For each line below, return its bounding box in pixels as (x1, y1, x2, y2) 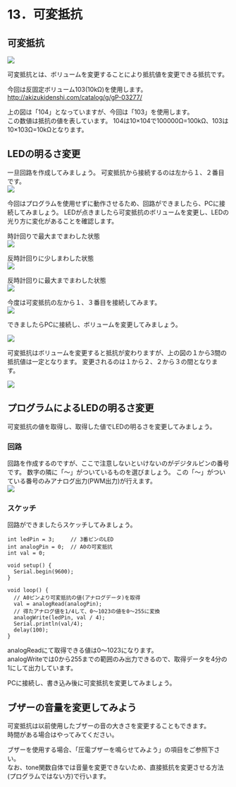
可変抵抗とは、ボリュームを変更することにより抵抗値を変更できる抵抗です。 (7, 70, 229, 78)
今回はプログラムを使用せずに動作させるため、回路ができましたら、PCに (7, 199, 220, 207)
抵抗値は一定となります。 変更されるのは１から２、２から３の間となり (7, 357, 212, 366)
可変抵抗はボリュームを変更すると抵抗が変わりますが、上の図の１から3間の (7, 348, 227, 357)
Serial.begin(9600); (13, 569, 74, 576)
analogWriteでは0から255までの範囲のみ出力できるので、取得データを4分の (7, 655, 228, 663)
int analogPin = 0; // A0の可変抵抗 (7, 544, 113, 551)
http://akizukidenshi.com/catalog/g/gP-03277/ (7, 93, 143, 101)
